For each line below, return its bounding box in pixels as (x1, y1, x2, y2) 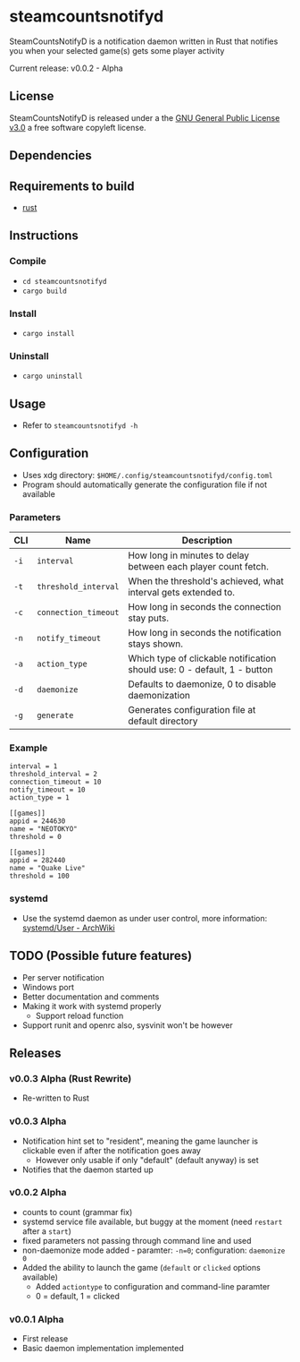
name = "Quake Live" (9, 864, 87, 873)
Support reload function (35, 1010, 124, 1021)
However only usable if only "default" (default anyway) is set (35, 1154, 259, 1165)
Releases (9, 1045, 62, 1060)
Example (9, 741, 48, 754)
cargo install (21, 329, 75, 338)
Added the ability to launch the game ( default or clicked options (21, 1262, 261, 1272)
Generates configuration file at (128, 704, 256, 716)
